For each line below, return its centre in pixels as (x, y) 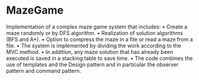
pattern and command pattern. (44, 71)
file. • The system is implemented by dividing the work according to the (94, 46)
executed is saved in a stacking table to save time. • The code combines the (99, 58)
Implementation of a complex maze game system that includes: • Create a (97, 27)
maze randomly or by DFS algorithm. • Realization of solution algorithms (94, 33)
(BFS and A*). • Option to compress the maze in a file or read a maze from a (99, 39)
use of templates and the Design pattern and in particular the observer (92, 64)
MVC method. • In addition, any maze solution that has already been (90, 52)
